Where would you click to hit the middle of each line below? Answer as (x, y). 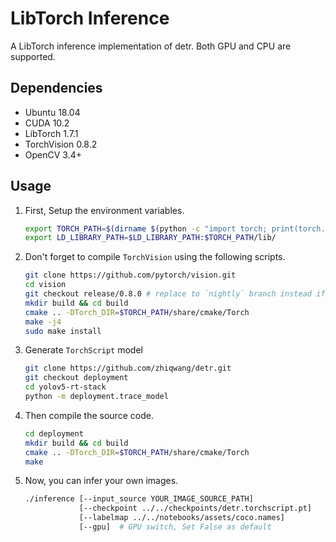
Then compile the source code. (89, 415)
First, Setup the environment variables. (104, 210)
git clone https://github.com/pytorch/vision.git (130, 275)
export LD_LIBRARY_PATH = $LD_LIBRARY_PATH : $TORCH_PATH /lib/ (150, 238)
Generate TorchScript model (83, 350)
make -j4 (43, 322)
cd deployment (54, 433)
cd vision (45, 285)
